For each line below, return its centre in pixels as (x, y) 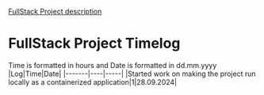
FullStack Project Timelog (94, 44)
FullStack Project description (55, 11)
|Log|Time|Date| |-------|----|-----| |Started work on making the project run (132, 74)
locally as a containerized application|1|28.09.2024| (92, 82)
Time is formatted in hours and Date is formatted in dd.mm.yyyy (113, 65)
